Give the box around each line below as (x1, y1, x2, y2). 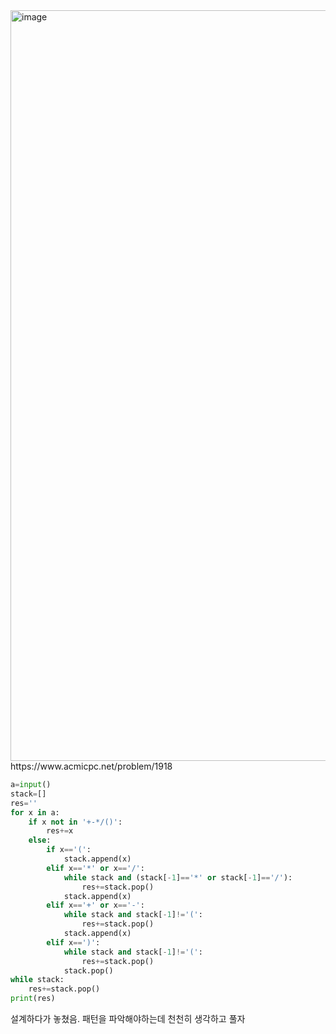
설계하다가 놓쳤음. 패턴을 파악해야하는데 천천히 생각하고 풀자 (10, 1013, 246, 1024)
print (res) (10, 994, 56, 1004)
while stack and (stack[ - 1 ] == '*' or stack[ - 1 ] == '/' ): (63, 872, 293, 883)
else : (28, 835, 52, 846)
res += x (46, 826, 74, 836)
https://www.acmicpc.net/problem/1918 (10, 760, 173, 772)
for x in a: (10, 807, 60, 818)
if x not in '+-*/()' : (28, 817, 123, 827)
